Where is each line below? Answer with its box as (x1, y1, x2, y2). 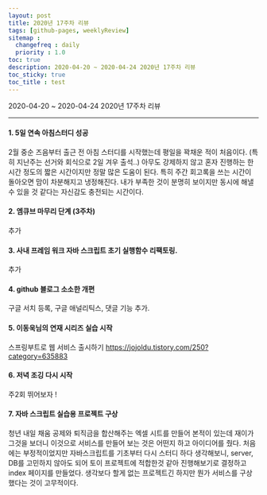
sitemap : (8, 33, 41, 42)
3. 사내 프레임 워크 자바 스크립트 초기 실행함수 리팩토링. (8, 246, 178, 255)
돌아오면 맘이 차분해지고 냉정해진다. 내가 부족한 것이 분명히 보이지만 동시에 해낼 (8, 176, 254, 187)
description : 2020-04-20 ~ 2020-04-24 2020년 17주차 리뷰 (8, 64, 196, 72)
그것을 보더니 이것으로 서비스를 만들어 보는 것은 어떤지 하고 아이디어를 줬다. (8, 438, 242, 447)
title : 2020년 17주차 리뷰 (8, 19, 90, 27)
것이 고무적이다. (29, 478, 79, 487)
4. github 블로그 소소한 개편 (8, 284, 95, 294)
